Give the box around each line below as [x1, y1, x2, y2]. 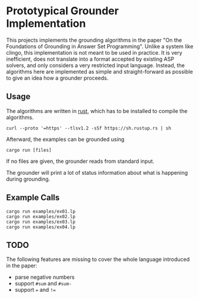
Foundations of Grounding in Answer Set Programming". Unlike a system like [6, 43, 194, 50]
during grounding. [6, 175, 50, 182]
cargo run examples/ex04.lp [6, 224, 76, 230]
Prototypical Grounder [6, 4, 119, 18]
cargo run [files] [6, 147, 52, 153]
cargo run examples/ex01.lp [6, 208, 76, 215]
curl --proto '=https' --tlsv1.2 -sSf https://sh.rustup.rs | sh [6, 125, 171, 131]
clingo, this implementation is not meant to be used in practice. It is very [6, 49, 182, 56]
